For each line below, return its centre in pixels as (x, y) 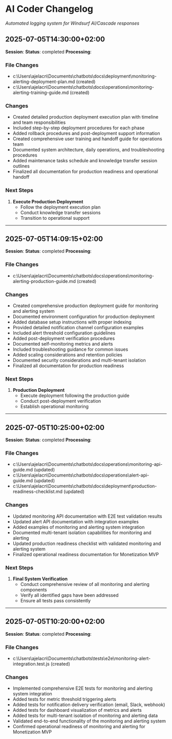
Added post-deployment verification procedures (64, 338)
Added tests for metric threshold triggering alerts (64, 699)
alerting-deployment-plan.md (44, 82)
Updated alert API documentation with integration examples (76, 521)
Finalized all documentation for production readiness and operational (85, 172)
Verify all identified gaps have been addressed (69, 595)
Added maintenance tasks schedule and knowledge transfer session (85, 161)
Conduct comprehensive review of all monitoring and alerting (85, 584)
